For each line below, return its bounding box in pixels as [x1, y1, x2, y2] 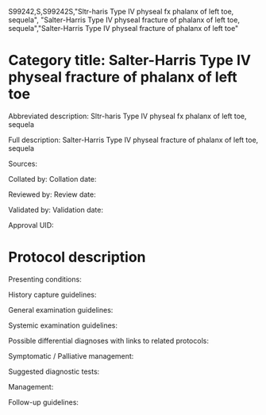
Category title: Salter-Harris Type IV [8, 52, 252, 70]
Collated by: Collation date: [8, 174, 97, 183]
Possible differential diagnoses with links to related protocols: [8, 336, 209, 345]
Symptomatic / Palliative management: [8, 351, 134, 360]
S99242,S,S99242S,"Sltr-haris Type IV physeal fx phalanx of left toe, [8, 7, 234, 16]
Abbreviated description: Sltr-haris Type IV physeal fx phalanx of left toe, [8, 111, 247, 121]
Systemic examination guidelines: [8, 321, 118, 330]
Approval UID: [8, 220, 54, 229]
